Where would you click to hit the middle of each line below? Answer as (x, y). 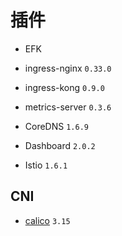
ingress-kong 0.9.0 (64, 87)
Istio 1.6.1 (46, 165)
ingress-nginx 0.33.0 (68, 68)
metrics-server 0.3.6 (68, 107)
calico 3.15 (47, 220)
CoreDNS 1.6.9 (56, 126)
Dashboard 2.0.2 (60, 145)
